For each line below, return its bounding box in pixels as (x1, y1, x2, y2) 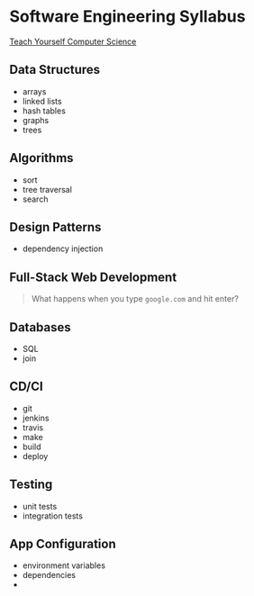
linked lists (22, 95, 62, 106)
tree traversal (22, 184, 72, 194)
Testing (9, 477, 53, 492)
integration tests (22, 510, 84, 521)
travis (22, 421, 43, 433)
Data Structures (9, 62, 101, 77)
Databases (9, 320, 72, 335)
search (22, 194, 49, 204)
